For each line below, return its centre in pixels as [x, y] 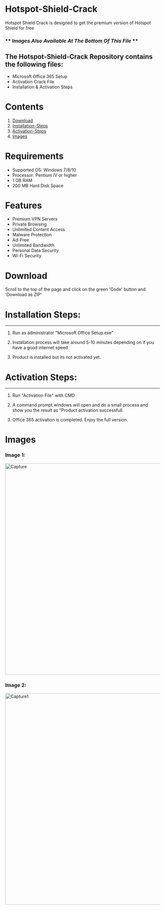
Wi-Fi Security [27, 256]
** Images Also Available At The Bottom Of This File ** [72, 40]
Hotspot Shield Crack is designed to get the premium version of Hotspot [78, 23]
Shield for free [20, 28]
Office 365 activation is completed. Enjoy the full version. [70, 420]
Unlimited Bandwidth [33, 245]
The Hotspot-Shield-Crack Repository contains [79, 57]
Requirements [34, 156]
